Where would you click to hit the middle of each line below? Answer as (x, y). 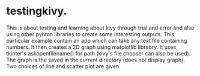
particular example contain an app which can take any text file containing (97, 40)
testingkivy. (37, 11)
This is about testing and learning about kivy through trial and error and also (100, 28)
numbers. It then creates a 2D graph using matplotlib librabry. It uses (91, 47)
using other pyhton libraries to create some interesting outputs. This (90, 34)
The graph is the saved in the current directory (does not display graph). (95, 60)
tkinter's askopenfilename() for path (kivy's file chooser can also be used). (98, 53)
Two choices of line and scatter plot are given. (64, 66)
